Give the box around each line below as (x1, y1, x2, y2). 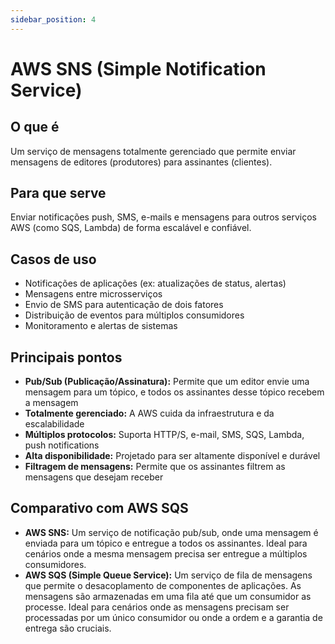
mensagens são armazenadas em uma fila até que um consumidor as (24, 590, 312, 602)
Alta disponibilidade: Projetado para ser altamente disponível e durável (24, 450, 321, 462)
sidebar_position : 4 (10, 14, 97, 25)
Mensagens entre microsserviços (24, 288, 163, 300)
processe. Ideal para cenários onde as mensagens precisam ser (24, 601, 290, 613)
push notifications (24, 439, 100, 451)
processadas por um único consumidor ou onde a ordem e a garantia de (24, 611, 323, 623)
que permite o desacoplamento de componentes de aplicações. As (24, 579, 302, 591)
